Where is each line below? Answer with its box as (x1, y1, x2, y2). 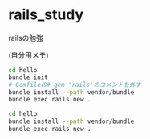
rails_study (8, 6, 84, 24)
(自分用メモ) (8, 50, 50, 59)
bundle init (8, 73, 48, 81)
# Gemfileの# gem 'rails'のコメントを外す (8, 81, 142, 89)
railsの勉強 (8, 33, 44, 42)
